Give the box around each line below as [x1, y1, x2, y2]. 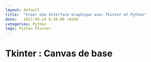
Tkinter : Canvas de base [5, 48, 113, 59]
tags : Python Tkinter [5, 26, 51, 31]
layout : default [5, 7, 40, 13]
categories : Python [5, 21, 47, 27]
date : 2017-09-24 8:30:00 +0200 [5, 17, 79, 22]
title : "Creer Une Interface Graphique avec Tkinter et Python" [5, 12, 146, 17]
